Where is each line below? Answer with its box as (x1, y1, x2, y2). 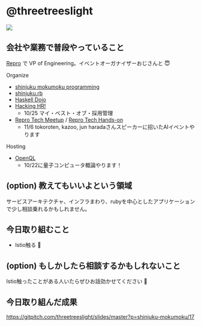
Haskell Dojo (14, 96, 46, 103)
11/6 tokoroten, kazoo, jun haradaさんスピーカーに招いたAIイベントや (23, 123, 195, 130)
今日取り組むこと (6, 224, 70, 234)
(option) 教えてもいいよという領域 (6, 181, 133, 191)
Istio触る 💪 (14, 242, 41, 249)
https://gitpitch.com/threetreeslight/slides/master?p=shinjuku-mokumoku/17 (6, 313, 195, 320)
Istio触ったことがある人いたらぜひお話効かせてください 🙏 (6, 277, 148, 285)
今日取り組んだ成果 (6, 297, 77, 307)
